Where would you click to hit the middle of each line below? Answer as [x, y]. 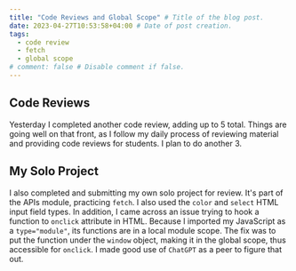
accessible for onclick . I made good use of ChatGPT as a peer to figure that [146, 249]
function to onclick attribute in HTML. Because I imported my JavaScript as [148, 221]
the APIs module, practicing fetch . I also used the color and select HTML [144, 202]
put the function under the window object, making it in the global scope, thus [148, 240]
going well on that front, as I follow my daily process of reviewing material [144, 133]
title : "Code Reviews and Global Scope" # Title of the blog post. [137, 17]
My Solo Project [54, 171]
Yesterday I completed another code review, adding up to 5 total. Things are [148, 124]
